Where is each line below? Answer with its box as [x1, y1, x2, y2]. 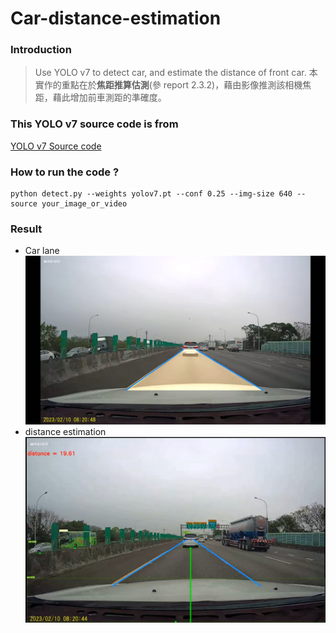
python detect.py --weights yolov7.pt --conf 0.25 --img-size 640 [10, 189, 293, 199]
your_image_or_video [41, 199, 128, 209]
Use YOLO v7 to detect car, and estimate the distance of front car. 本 [34, 67, 318, 79]
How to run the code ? [10, 165, 120, 179]
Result [10, 222, 43, 236]
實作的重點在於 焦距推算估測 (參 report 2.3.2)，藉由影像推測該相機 [34, 79, 303, 91]
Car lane [24, 245, 60, 257]
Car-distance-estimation [10, 7, 222, 30]
